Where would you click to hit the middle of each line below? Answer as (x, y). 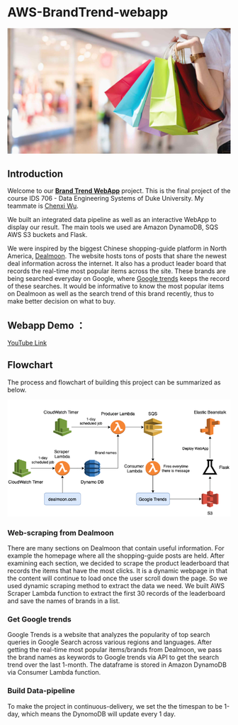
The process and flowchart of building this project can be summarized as (114, 382)
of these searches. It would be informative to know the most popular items (116, 286)
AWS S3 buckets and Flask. (47, 235)
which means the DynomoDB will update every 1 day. (98, 714)
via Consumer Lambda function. (54, 673)
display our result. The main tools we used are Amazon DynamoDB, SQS (113, 227)
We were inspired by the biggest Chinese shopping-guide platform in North (117, 248)
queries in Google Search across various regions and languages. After (110, 642)
